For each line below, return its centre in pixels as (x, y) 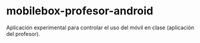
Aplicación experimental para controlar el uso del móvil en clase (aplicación (100, 27)
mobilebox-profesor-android (80, 11)
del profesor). (23, 33)
